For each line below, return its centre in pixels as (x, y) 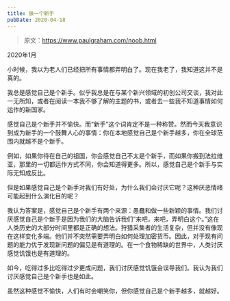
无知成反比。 (31, 172)
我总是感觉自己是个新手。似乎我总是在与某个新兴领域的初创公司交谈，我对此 (115, 92)
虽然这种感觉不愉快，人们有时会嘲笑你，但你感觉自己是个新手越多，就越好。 (115, 291)
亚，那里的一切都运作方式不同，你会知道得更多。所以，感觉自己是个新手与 (112, 164)
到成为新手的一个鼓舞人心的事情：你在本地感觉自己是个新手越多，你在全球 (112, 132)
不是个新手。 (49, 141)
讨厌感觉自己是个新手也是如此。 (52, 276)
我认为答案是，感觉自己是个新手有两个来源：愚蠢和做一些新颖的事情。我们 (112, 210)
